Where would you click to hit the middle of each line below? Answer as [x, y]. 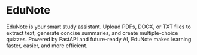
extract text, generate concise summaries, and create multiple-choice [92, 33]
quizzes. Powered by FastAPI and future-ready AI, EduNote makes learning [99, 39]
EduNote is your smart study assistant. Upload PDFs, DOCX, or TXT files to [99, 27]
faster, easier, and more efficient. [47, 46]
